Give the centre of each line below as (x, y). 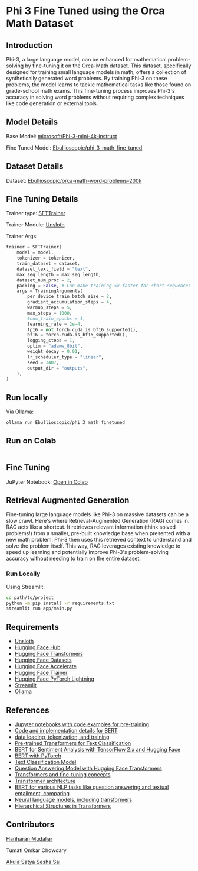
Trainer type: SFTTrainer (36, 213)
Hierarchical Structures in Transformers (62, 806)
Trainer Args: (22, 236)
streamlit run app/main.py (39, 608)
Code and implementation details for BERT (66, 730)
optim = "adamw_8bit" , (55, 346)
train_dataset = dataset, (49, 264)
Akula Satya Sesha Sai (33, 862)
